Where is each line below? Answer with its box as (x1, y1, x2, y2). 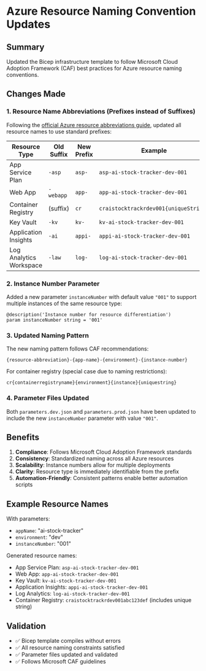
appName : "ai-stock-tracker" (15, 527, 84, 535)
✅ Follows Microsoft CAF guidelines (15, 658, 106, 665)
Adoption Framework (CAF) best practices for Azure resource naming (6, 64, 182, 72)
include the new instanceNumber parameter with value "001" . (6, 414, 158, 422)
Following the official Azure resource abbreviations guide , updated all (6, 121, 182, 128)
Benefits (6, 432, 40, 443)
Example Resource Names (6, 498, 109, 509)
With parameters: (6, 515, 50, 522)
